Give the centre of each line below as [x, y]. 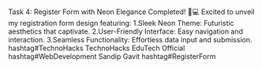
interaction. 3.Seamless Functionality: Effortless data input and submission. [130, 40]
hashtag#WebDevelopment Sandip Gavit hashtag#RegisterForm [112, 56]
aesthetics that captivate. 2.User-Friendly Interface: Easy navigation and [125, 31]
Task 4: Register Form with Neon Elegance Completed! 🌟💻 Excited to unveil [131, 12]
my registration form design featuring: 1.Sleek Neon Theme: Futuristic [121, 23]
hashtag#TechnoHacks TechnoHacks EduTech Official [97, 48]
